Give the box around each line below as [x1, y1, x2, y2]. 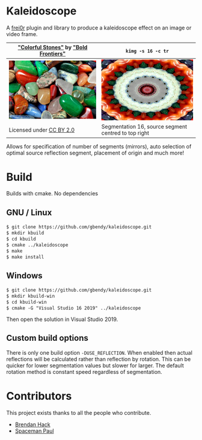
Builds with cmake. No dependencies [6, 190, 98, 197]
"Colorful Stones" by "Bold [17, 44, 88, 51]
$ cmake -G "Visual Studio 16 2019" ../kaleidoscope [6, 305, 141, 311]
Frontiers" [39, 50, 66, 58]
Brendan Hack [14, 421, 51, 428]
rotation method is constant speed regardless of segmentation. [6, 368, 162, 375]
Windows [6, 270, 43, 281]
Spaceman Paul [14, 427, 54, 434]
